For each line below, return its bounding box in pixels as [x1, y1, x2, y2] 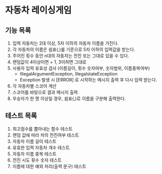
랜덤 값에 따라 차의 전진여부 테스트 [12, 132, 79, 138]
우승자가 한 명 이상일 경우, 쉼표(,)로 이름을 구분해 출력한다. [12, 95, 126, 101]
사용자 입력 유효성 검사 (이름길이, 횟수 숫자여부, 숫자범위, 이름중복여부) [12, 65, 151, 71]
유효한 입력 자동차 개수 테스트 [12, 144, 70, 150]
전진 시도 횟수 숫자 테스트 [12, 157, 62, 163]
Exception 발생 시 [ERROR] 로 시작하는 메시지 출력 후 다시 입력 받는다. [19, 77, 157, 82]
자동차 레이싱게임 [5, 4, 72, 16]
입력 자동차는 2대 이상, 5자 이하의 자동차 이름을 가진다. [12, 40, 119, 46]
